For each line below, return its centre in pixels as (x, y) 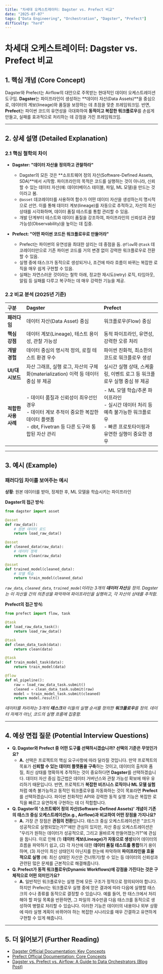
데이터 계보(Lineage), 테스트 (57, 334)
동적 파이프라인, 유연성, (129, 334)
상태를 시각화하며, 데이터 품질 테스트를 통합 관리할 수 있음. (74, 211)
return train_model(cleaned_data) (49, 578)
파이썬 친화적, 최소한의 (128, 350)
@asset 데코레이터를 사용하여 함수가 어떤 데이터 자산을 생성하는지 (81, 199)
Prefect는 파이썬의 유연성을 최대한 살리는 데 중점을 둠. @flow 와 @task (84, 244)
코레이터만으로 (33, 250)
